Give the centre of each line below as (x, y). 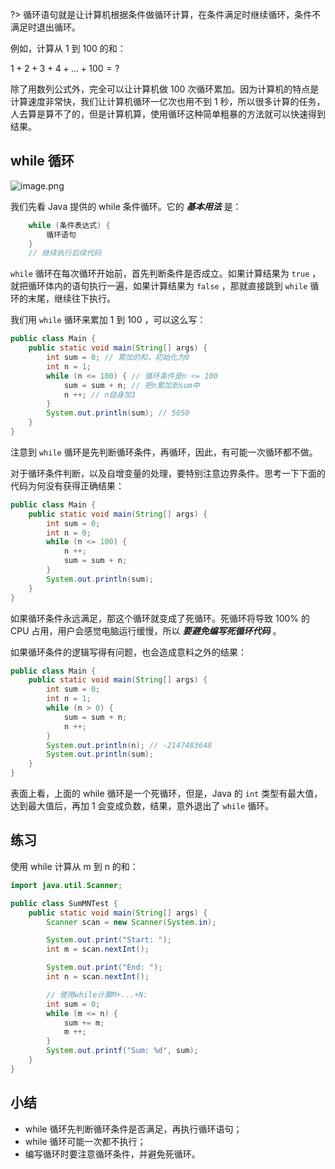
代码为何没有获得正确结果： (67, 485)
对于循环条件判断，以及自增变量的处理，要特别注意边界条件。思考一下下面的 (168, 473)
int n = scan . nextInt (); (98, 977)
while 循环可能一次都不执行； (85, 1141)
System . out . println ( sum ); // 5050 (118, 413)
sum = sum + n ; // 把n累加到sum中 (131, 385)
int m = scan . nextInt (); (98, 949)
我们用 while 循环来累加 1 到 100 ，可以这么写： (108, 320)
